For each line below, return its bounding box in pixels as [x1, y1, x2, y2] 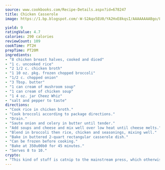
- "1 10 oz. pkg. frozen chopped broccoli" [5, 71, 96, 76]
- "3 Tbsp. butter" [5, 80, 45, 85]
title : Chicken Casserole [5, 12, 58, 17]
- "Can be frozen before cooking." [5, 139, 78, 144]
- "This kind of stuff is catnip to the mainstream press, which [5, 157, 141, 162]
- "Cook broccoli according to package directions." [5, 112, 115, 117]
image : [5, 16, 19, 21]
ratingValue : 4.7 [5, 30, 41, 35]
